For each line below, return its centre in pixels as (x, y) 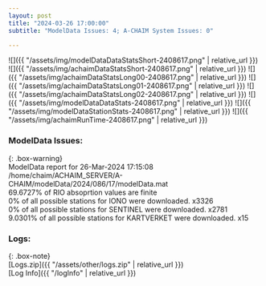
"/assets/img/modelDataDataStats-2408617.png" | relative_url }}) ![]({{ (135, 103)
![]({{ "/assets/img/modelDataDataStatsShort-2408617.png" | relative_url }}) (133, 60)
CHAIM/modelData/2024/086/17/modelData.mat (88, 183)
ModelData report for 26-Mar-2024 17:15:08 (81, 167)
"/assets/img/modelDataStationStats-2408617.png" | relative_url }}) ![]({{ (129, 111)
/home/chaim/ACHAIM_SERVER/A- (65, 175)
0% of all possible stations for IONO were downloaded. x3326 (111, 200)
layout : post (30, 16)
